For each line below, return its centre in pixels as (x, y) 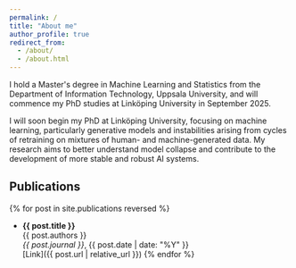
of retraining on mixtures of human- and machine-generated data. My (137, 140)
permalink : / (33, 17)
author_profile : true (49, 34)
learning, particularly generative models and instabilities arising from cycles (148, 130)
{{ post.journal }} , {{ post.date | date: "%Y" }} (105, 244)
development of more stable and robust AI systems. (104, 159)
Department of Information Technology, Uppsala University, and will (134, 94)
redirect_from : (37, 42)
